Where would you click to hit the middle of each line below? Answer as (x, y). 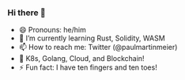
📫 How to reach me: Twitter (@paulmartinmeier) (98, 48)
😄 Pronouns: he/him (52, 30)
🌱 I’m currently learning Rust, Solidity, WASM (92, 38)
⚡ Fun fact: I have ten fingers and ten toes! (88, 67)
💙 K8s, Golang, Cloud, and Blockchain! (81, 59)
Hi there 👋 (27, 13)
